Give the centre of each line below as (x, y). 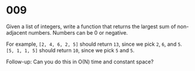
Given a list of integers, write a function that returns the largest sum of (91, 26)
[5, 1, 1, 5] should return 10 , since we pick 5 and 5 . (70, 50)
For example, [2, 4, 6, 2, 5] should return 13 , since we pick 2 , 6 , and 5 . (94, 44)
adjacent (17, 32)
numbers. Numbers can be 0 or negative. (78, 32)
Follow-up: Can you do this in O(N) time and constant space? (80, 62)
